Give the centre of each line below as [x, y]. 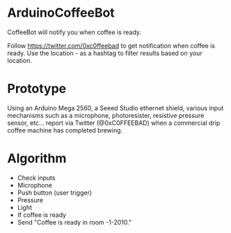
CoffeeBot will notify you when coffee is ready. [74, 32]
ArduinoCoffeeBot [61, 13]
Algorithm [37, 159]
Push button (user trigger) [55, 193]
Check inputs [36, 178]
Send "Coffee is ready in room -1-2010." [74, 222]
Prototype [37, 89]
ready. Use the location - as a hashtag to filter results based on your [105, 53]
